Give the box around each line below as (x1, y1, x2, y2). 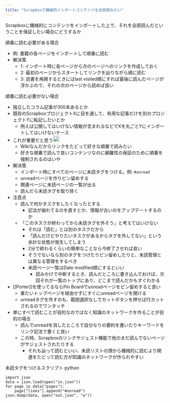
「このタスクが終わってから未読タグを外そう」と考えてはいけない (20, 220, 158, 226)
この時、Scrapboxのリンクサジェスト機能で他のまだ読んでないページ (20, 335, 165, 341)
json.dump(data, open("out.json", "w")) (5, 393, 93, 398)
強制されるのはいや (20, 156, 61, 162)
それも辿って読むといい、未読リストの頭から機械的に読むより (27, 348, 157, 354)
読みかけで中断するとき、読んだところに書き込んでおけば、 (35, 271, 160, 277)
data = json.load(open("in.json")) (5, 380, 81, 385)
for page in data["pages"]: (5, 384, 65, 389)
